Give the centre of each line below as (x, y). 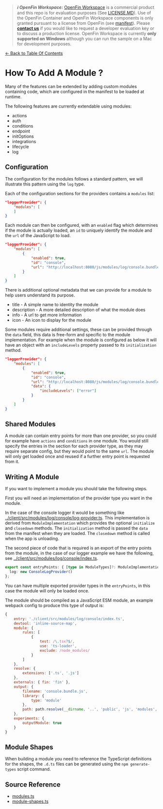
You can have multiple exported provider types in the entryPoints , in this (78, 586)
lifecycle (20, 147)
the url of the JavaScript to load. (38, 236)
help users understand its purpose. (40, 295)
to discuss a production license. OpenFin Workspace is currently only (87, 33)
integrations (24, 141)
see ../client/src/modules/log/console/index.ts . (52, 558)
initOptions (23, 136)
